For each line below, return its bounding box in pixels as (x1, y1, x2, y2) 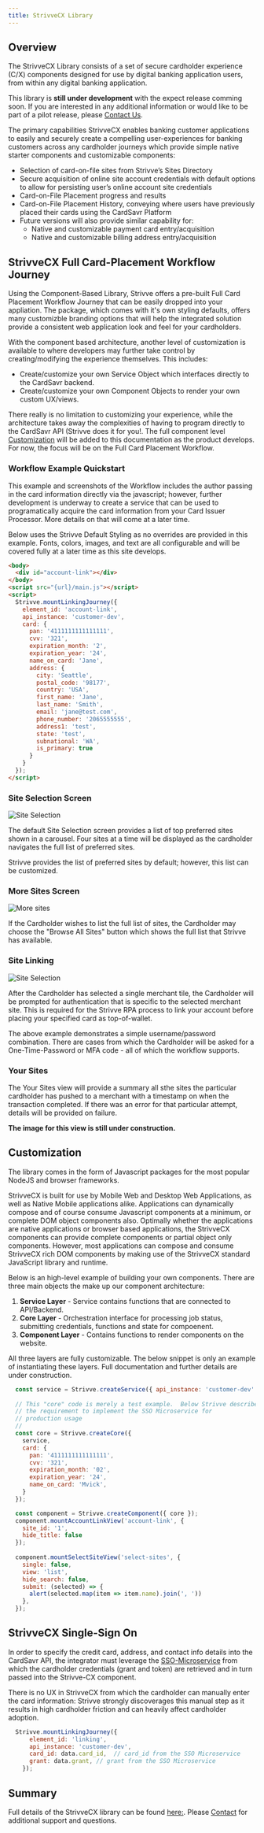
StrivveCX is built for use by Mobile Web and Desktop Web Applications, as (8, 1191, 252, 1200)
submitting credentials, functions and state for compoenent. (19, 1321, 214, 1331)
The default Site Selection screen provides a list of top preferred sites (8, 826, 233, 835)
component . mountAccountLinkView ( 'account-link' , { (15, 1516, 185, 1524)
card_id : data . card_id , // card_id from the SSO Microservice (28, 1750, 241, 1758)
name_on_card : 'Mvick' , (28, 1481, 108, 1489)
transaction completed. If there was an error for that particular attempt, (8, 1099, 238, 1109)
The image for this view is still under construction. (8, 1123, 176, 1132)
